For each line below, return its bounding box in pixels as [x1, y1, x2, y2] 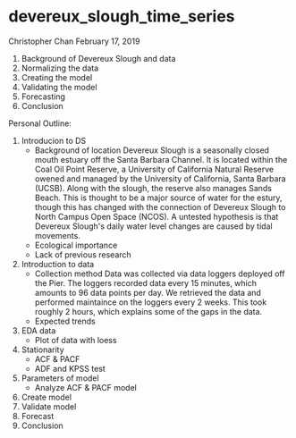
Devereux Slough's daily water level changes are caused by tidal [34, 221, 274, 232]
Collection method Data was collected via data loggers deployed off [34, 268, 285, 279]
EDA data [21, 324, 56, 336]
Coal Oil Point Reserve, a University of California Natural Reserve [34, 164, 275, 174]
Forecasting [21, 91, 66, 102]
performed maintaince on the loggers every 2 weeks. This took [34, 297, 267, 307]
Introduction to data [21, 258, 95, 269]
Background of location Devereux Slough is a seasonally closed [34, 145, 270, 156]
